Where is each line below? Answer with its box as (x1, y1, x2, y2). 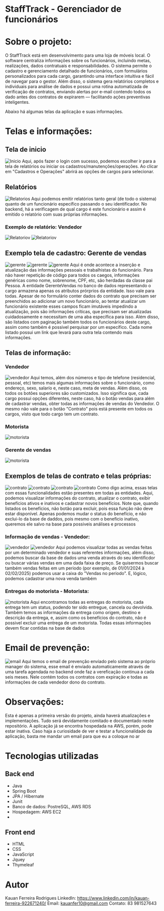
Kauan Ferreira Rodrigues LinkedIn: (5, 895, 76, 901)
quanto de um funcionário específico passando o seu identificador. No (5, 201, 147, 206)
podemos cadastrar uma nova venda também (5, 576, 97, 582)
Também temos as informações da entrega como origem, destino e (5, 609, 141, 615)
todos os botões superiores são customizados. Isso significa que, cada (5, 390, 148, 396)
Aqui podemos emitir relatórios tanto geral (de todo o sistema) (31, 196, 157, 202)
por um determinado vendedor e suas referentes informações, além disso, (5, 549, 155, 556)
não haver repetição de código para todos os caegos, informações (5, 273, 140, 278)
